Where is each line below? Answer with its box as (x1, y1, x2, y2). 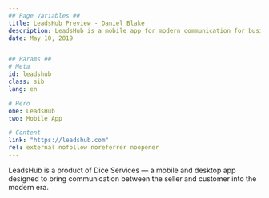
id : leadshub (8, 70, 52, 78)
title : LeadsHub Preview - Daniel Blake (8, 19, 146, 27)
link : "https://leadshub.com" (8, 137, 110, 145)
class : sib (8, 77, 45, 85)
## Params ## (8, 55, 52, 64)
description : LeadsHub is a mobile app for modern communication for (8, 26, 246, 34)
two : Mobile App (8, 114, 62, 122)
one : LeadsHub (8, 107, 56, 115)
